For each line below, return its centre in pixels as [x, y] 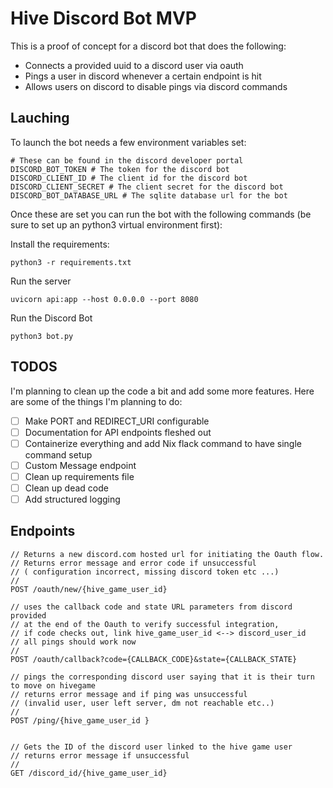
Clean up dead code [66, 488]
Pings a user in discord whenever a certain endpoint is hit [143, 76]
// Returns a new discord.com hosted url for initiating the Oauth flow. [167, 554]
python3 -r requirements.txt [71, 262]
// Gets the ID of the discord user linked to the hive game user [151, 747]
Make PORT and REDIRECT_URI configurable [117, 421]
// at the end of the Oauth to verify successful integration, [145, 624]
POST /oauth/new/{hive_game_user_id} [89, 589]
